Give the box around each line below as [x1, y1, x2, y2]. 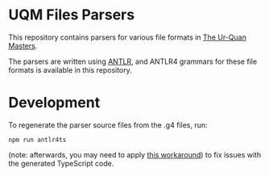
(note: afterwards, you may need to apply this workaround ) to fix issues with [8, 149, 262, 159]
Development [8, 94, 101, 112]
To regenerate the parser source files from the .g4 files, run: [8, 119, 208, 130]
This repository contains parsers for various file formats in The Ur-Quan [8, 32, 247, 42]
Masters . [8, 40, 38, 50]
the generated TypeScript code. [8, 158, 114, 168]
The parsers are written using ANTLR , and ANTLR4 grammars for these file [8, 57, 258, 66]
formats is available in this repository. [8, 65, 133, 74]
